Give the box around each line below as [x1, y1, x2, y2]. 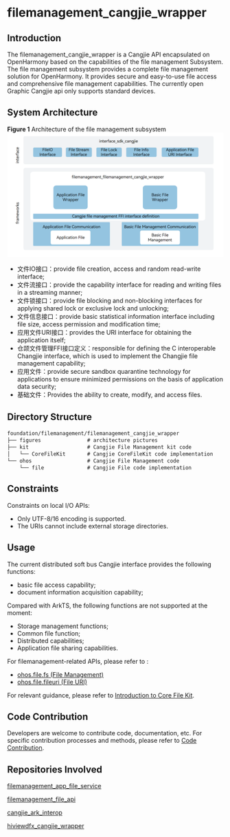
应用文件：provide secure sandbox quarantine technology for [16, 368, 191, 376]
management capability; [16, 359, 86, 368]
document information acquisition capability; [16, 588, 143, 596]
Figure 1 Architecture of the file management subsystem [7, 125, 167, 133]
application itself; [16, 336, 67, 344]
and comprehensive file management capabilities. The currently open [7, 80, 204, 87]
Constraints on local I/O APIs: [7, 501, 91, 509]
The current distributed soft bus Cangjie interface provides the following [7, 560, 211, 568]
